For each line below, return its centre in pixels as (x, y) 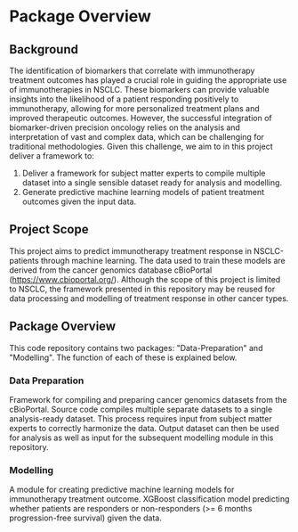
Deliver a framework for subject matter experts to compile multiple (144, 173)
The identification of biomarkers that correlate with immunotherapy (132, 70)
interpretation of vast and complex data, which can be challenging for (137, 137)
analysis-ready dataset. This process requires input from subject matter (141, 418)
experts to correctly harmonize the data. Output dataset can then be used (145, 428)
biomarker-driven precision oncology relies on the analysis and (125, 127)
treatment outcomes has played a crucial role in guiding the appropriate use (148, 80)
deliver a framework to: (52, 156)
